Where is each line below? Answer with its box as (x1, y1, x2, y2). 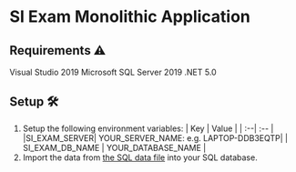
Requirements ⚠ (9, 43, 107, 58)
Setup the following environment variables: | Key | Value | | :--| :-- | (22, 123, 274, 134)
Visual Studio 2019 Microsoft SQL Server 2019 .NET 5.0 (9, 66, 217, 77)
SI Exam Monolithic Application (9, 6, 250, 27)
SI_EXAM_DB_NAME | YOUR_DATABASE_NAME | (22, 142, 207, 153)
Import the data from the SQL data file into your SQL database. (22, 152, 258, 163)
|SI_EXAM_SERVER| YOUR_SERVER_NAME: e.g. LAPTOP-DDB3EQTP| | (22, 132, 289, 143)
